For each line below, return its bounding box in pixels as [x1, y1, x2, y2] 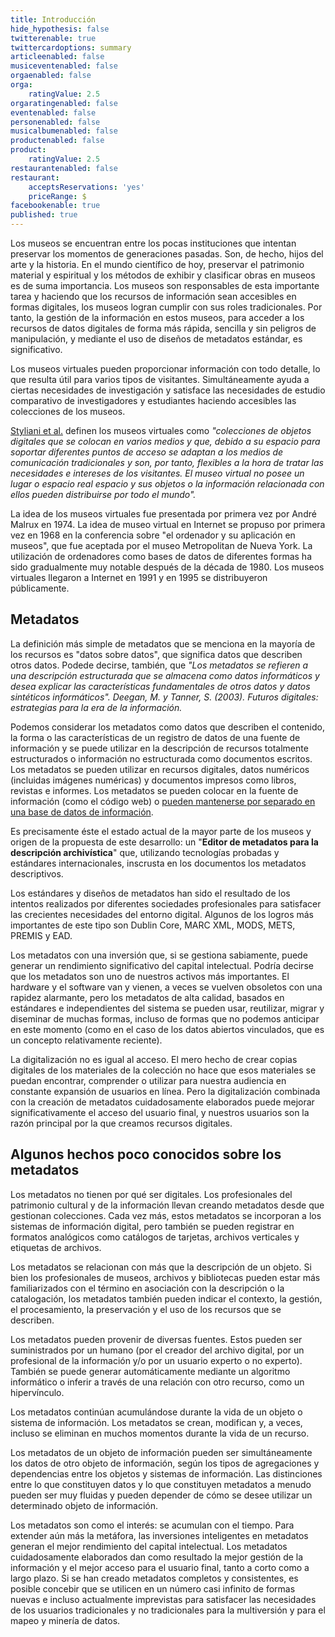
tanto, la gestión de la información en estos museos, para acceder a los [10, 312, 305, 323]
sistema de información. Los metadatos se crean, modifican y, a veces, [10, 1416, 303, 1428]
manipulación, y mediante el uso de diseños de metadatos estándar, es [10, 333, 303, 345]
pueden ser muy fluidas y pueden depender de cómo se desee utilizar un [10, 1489, 313, 1501]
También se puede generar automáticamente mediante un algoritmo [10, 1365, 291, 1377]
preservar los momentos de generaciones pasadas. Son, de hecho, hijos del [10, 248, 324, 260]
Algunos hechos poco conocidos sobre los [10, 1146, 282, 1163]
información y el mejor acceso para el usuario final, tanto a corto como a [10, 1561, 310, 1573]
